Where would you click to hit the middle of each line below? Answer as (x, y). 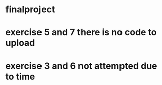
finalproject (30, 9)
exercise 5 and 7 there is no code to (81, 32)
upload (20, 43)
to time (20, 77)
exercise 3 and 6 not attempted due (82, 66)
